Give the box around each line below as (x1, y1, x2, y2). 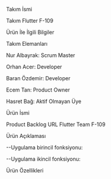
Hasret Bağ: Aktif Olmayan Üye (6, 98, 81, 105)
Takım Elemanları (6, 40, 48, 47)
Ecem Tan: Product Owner (6, 86, 70, 93)
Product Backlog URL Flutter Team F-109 (6, 121, 106, 128)
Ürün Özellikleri (6, 167, 44, 174)
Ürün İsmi (6, 109, 30, 116)
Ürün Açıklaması (6, 133, 46, 139)
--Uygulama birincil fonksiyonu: (6, 144, 83, 151)
